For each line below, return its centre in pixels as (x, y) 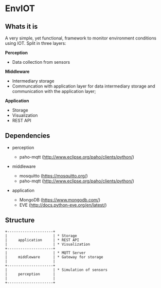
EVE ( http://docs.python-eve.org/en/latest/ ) (63, 205)
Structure (20, 220)
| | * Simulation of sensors (56, 270)
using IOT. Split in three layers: (36, 43)
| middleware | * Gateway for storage (54, 257)
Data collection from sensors (41, 62)
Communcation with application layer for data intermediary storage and (84, 86)
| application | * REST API (42, 240)
